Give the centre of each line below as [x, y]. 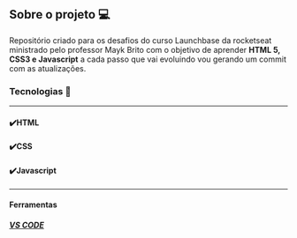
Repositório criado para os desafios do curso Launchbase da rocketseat [141, 40]
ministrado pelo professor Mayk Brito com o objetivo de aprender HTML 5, [145, 49]
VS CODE [27, 225]
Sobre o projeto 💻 [60, 15]
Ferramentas [33, 205]
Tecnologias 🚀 [40, 91]
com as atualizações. [48, 68]
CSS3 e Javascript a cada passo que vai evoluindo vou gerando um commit [148, 59]
